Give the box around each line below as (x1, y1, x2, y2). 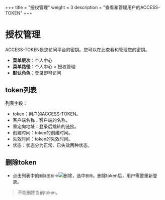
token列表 (5, 86, 37, 94)
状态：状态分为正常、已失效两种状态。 (12, 142, 92, 148)
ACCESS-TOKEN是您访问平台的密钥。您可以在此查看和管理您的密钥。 (5, 47, 150, 53)
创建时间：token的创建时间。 (12, 129, 73, 135)
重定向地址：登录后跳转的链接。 (12, 123, 79, 129)
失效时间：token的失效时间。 (12, 136, 73, 142)
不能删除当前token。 (17, 189, 60, 195)
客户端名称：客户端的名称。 (12, 117, 70, 123)
